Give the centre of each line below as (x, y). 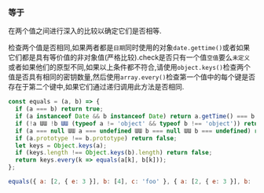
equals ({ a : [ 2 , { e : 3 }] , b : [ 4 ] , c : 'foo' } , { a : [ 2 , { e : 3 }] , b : (130, 182)
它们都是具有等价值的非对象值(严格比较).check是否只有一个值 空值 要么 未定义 (129, 57)
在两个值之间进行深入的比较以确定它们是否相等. (85, 31)
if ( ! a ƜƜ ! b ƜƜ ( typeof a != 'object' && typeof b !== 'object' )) (128, 123)
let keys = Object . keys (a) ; (61, 146)
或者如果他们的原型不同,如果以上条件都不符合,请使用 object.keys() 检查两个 (130, 67)
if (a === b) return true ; (59, 109)
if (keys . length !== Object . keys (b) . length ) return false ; (114, 153)
